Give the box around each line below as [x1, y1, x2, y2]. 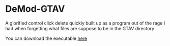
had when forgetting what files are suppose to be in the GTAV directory [5, 25, 154, 31]
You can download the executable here [5, 35, 88, 41]
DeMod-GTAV [5, 3, 65, 15]
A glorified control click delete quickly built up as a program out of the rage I [5, 20, 165, 26]
